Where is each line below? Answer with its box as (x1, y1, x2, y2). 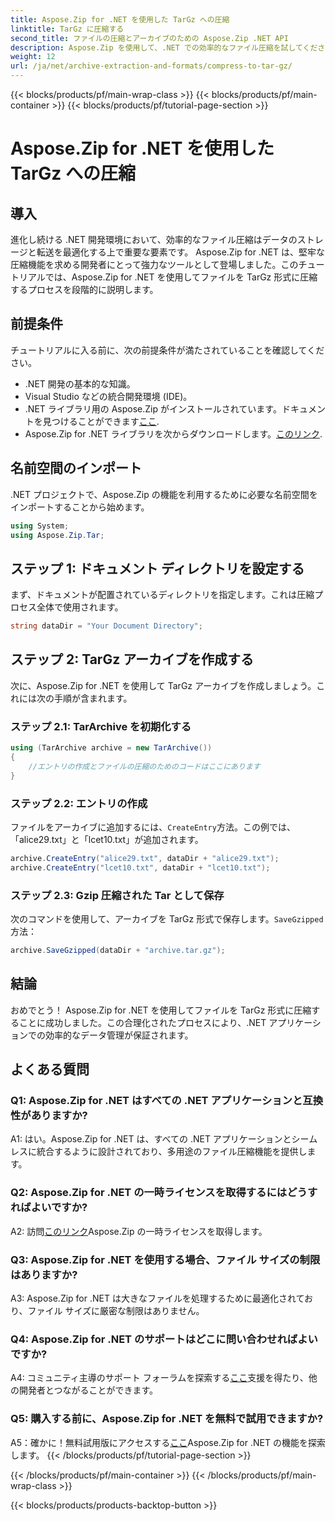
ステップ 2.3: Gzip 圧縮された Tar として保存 (10, 888, 225, 902)
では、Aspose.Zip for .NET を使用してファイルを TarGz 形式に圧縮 (44, 271, 318, 283)
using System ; (10, 521, 70, 531)
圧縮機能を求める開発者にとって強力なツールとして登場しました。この (10, 259, 299, 270)
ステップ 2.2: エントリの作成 (10, 796, 148, 810)
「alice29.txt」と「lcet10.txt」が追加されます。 (10, 833, 204, 845)
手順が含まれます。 (53, 692, 133, 704)
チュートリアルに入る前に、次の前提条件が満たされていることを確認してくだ (10, 344, 325, 356)
